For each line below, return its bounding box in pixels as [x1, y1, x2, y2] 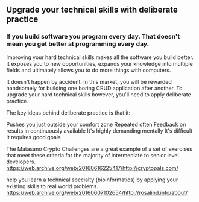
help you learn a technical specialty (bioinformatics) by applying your [6, 176, 178, 183]
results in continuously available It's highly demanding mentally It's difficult [6, 127, 193, 134]
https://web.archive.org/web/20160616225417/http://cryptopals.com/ [6, 164, 179, 171]
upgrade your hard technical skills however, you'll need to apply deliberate [6, 90, 191, 98]
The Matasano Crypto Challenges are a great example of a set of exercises [6, 145, 193, 153]
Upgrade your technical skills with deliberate [6, 5, 178, 15]
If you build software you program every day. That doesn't [6, 33, 180, 41]
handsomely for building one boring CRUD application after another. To [6, 84, 183, 92]
